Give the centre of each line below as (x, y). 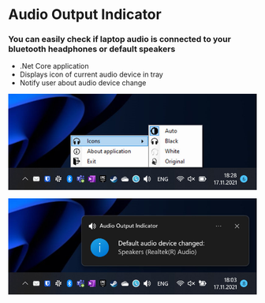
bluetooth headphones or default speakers (92, 49)
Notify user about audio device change (83, 83)
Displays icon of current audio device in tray (91, 75)
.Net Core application (54, 66)
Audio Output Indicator (85, 15)
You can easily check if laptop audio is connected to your (119, 39)
